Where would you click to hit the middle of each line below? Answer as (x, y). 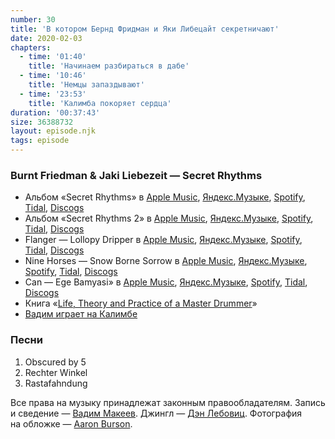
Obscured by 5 (55, 362)
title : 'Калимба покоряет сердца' (100, 103)
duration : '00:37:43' (55, 112)
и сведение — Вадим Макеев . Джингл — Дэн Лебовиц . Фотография (156, 413)
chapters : (31, 47)
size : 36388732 (42, 122)
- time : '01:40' (53, 57)
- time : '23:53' (53, 94)
